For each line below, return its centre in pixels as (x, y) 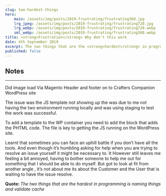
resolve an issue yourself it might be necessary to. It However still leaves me (83, 153)
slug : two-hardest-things (32, 10)
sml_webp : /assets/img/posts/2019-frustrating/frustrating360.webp (85, 33)
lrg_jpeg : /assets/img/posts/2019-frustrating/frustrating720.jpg (84, 24)
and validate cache (25, 189)
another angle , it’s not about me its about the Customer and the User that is (82, 169)
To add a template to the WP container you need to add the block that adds (82, 123)
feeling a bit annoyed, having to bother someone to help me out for (73, 158)
